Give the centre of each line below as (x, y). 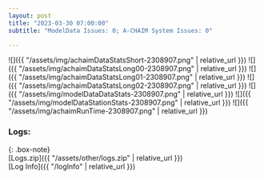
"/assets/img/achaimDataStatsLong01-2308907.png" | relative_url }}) (132, 78)
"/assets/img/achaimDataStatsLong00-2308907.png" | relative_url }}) (133, 69)
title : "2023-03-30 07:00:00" (59, 23)
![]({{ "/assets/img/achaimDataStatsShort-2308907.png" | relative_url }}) (127, 60)
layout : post (30, 16)
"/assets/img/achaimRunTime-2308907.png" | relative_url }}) (108, 111)
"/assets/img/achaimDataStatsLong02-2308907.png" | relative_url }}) (133, 86)
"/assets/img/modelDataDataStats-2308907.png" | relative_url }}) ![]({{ (135, 94)
